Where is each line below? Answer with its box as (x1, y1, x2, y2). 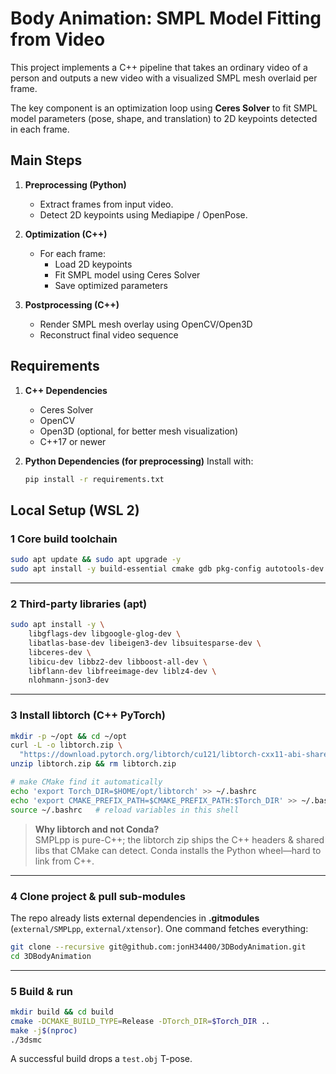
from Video (10, 28, 106, 51)
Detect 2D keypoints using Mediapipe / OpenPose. (39, 208, 248, 221)
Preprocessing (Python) (24, 178, 127, 191)
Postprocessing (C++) (24, 298, 120, 311)
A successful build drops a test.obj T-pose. (10, 1053, 193, 1065)
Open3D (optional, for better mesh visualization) (39, 425, 239, 437)
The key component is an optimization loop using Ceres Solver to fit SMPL (10, 102, 318, 114)
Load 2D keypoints (54, 258, 133, 270)
